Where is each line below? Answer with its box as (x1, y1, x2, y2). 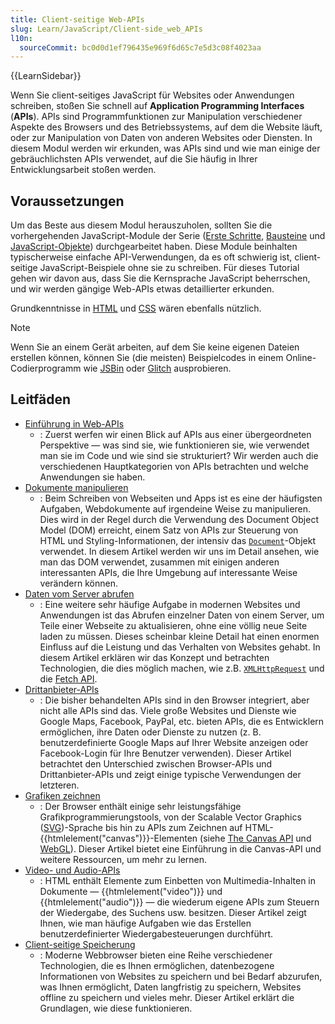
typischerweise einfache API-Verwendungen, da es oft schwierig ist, (10, 251, 293, 263)
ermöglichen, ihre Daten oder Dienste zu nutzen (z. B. (39, 726, 262, 738)
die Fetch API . (39, 672, 98, 685)
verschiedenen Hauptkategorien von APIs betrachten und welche (39, 460, 309, 472)
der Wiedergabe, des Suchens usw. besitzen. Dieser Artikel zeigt (39, 906, 307, 918)
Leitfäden (10, 391, 72, 408)
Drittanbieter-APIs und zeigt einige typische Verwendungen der (39, 768, 302, 780)
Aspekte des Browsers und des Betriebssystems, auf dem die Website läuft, (10, 121, 323, 133)
